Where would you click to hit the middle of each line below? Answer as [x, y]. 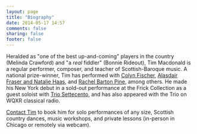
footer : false [24, 39]
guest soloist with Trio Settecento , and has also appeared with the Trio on [97, 94]
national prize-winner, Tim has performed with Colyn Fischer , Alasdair [92, 75]
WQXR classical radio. [33, 101]
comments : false [26, 28]
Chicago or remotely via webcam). [49, 125]
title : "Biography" [30, 17]
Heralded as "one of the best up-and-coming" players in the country [90, 56]
